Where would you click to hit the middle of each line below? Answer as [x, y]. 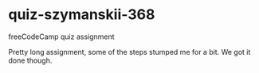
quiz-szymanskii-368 [82, 15]
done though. [30, 60]
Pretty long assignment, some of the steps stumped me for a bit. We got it [129, 52]
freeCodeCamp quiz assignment [61, 36]
